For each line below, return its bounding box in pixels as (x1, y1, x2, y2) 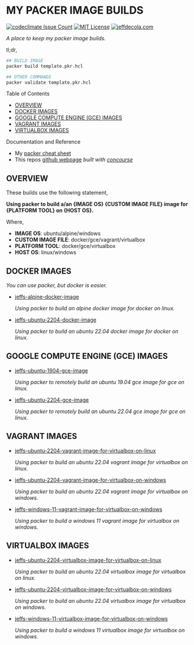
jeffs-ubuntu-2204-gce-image (14, 396, 89, 403)
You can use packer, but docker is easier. (6, 282, 108, 289)
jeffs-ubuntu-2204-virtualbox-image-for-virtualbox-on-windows (14, 586, 172, 593)
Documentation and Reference (6, 138, 81, 145)
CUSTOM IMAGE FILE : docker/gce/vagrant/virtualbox (14, 236, 145, 243)
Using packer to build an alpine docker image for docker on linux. (14, 305, 175, 312)
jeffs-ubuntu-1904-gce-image (14, 367, 88, 374)
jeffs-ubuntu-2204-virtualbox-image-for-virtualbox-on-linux (14, 556, 161, 564)
